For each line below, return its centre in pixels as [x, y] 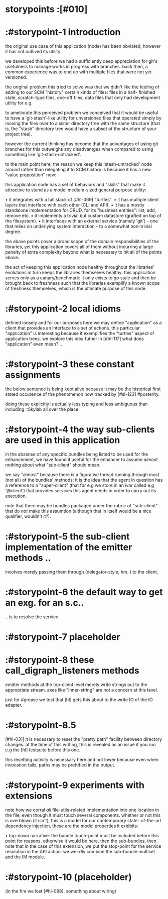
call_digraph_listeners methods [72, 671]
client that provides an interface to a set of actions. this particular [73, 328]
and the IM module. [25, 857]
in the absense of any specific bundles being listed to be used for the [77, 454]
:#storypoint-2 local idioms [63, 309]
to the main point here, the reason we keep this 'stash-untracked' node [78, 164]
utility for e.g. [19, 103]
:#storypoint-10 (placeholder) [68, 877]
